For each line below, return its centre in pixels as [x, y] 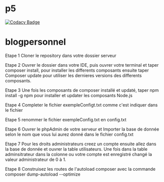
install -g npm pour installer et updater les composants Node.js [69, 95]
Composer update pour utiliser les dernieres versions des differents [73, 75]
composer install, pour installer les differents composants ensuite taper [77, 70]
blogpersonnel [36, 42]
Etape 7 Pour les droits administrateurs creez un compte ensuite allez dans [81, 144]
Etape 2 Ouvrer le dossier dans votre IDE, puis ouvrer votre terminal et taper [82, 65]
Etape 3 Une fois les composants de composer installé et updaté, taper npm [82, 90]
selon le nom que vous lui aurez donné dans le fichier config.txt [69, 134]
